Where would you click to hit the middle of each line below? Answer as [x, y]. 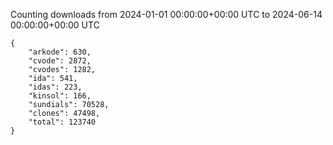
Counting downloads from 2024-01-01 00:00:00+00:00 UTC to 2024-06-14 [166, 14]
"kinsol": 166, [60, 96]
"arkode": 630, [60, 52]
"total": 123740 [62, 122]
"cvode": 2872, [60, 61]
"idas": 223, [55, 87]
